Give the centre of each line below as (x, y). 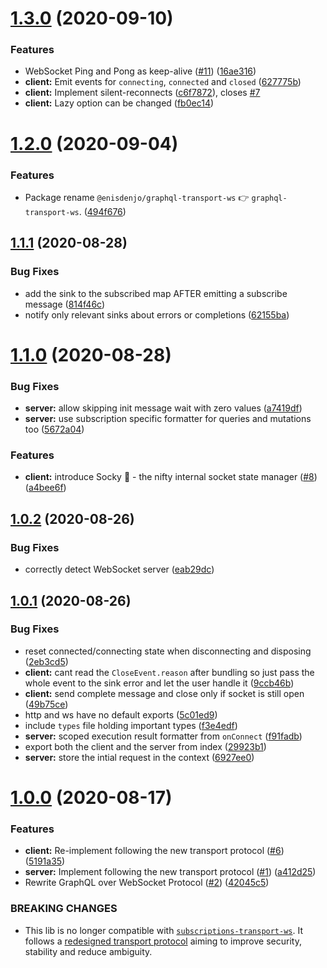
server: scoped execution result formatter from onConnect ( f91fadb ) (163, 736)
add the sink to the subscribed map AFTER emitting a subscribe (156, 293)
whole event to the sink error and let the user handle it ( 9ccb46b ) (159, 683)
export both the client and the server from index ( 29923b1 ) (145, 746)
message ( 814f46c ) (65, 304)
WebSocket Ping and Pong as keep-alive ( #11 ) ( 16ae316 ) (140, 71)
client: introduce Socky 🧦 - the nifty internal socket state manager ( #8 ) (171, 477)
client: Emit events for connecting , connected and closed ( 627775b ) (163, 82)
